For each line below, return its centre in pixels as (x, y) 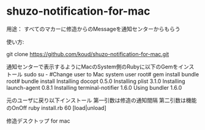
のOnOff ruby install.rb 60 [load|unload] (57, 107)
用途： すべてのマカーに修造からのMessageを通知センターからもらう (93, 29)
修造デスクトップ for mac (38, 121)
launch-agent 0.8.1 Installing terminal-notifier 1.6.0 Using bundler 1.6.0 (94, 87)
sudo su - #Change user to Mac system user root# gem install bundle (111, 74)
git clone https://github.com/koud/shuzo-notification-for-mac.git (88, 54)
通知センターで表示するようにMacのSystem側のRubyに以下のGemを (92, 67)
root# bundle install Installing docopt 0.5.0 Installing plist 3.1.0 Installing (96, 81)
